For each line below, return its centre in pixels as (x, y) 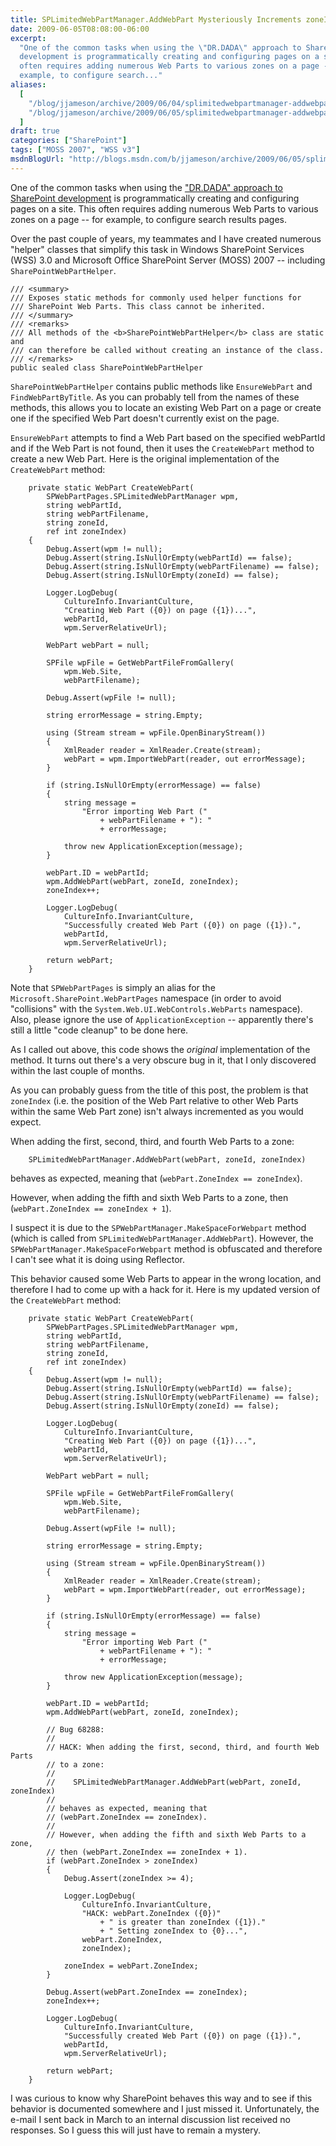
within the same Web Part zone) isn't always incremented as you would (157, 1111)
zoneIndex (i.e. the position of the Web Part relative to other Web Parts (154, 1100)
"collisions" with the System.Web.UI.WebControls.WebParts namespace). (156, 1008)
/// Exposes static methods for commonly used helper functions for (156, 297)
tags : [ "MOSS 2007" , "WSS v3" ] (75, 150)
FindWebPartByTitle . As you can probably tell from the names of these (155, 397)
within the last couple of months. (77, 1070)
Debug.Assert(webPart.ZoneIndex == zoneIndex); (147, 1992)
